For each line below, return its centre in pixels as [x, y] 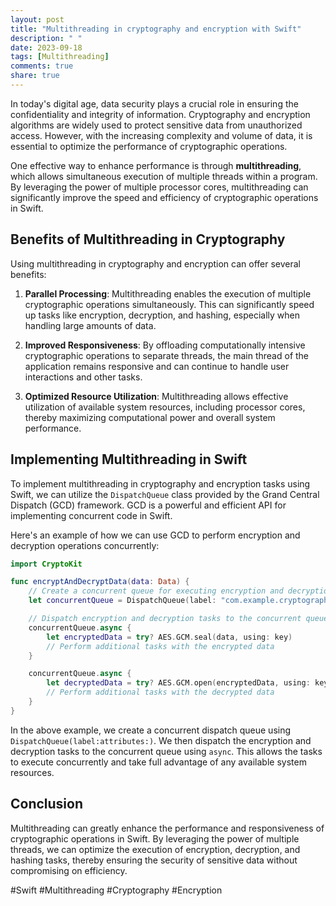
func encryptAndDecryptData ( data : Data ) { [100, 582]
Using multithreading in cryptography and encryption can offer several [155, 263]
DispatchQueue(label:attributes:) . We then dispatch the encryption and [161, 740]
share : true [35, 76]
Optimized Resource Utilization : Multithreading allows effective [156, 396]
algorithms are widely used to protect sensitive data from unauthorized [156, 125]
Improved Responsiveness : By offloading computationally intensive [165, 345]
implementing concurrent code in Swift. [91, 515]
